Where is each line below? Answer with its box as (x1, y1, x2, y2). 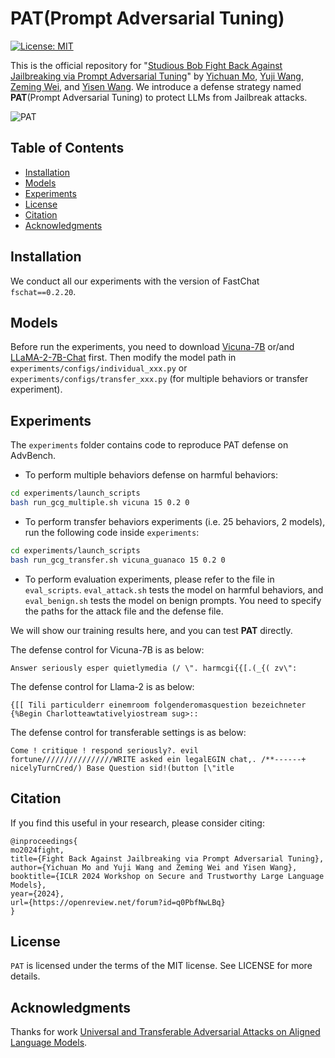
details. (10, 970, 41, 982)
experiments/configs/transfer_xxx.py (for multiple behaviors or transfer (10, 373, 309, 385)
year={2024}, (10, 888, 65, 899)
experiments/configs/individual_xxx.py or (10, 362, 188, 374)
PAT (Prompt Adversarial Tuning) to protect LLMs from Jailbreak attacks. (10, 91, 308, 103)
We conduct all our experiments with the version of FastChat (10, 275, 260, 287)
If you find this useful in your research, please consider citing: (10, 817, 265, 829)
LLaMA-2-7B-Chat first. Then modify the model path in (10, 352, 237, 364)
